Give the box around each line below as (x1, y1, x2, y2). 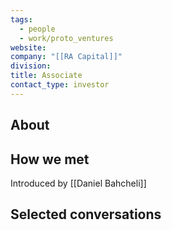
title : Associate (10, 71, 83, 81)
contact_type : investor (10, 80, 110, 90)
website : (10, 42, 47, 53)
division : (10, 61, 52, 71)
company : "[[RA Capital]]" (10, 52, 123, 62)
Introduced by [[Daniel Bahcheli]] (10, 177, 147, 189)
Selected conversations (10, 206, 162, 223)
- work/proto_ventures (19, 33, 114, 43)
